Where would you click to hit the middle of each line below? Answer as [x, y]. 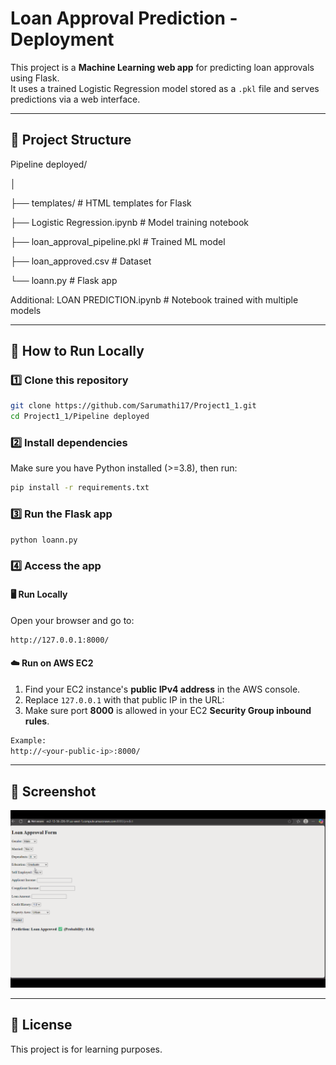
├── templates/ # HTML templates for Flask [101, 203]
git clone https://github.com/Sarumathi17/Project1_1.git [133, 406]
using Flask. [35, 78]
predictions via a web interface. [75, 99]
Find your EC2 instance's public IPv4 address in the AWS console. [162, 689]
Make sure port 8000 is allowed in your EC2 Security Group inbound [168, 710]
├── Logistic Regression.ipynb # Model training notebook [130, 222]
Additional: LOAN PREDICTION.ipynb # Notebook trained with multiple [154, 299]
